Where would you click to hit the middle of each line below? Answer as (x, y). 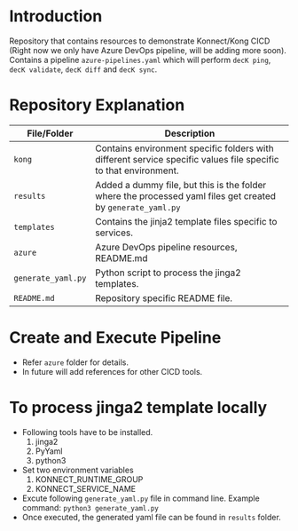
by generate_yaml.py (137, 207)
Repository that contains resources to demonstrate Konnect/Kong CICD (140, 41)
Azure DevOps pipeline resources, (166, 247)
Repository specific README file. (164, 297)
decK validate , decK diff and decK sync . (83, 69)
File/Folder (50, 133)
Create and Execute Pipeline (115, 338)
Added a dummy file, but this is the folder (180, 185)
